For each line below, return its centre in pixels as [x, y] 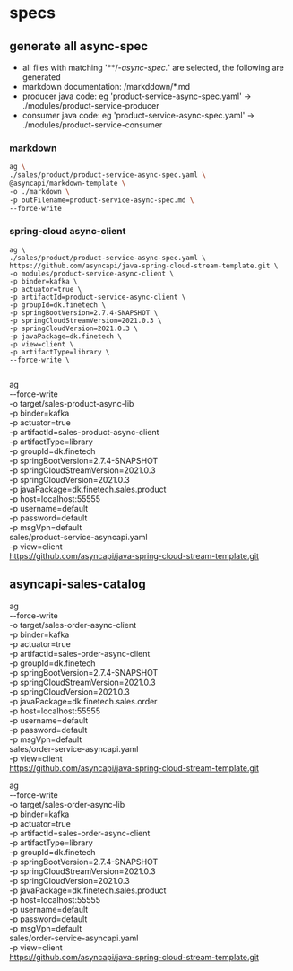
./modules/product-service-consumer [92, 125]
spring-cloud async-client [68, 232]
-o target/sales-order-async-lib [67, 804]
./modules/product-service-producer [90, 105]
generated [41, 77]
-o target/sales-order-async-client [73, 625]
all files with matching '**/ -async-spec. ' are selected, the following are [153, 67]
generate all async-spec [79, 46]
